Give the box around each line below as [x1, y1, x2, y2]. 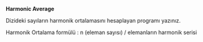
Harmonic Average [6, 5, 54, 12]
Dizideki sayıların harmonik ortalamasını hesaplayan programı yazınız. [6, 17, 181, 24]
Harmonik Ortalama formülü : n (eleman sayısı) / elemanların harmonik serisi [6, 29, 197, 36]
